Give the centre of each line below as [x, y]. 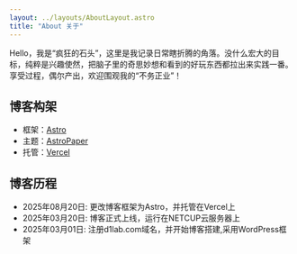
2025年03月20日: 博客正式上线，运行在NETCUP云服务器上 [131, 218]
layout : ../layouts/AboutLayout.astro [82, 18]
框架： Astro [44, 130]
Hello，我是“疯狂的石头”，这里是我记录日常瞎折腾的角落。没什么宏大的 [141, 53]
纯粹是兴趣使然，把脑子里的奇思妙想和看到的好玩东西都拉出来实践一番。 [159, 64]
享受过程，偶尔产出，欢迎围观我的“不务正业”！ [96, 75]
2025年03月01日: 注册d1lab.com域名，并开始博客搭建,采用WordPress [150, 230]
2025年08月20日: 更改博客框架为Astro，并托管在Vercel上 [129, 207]
